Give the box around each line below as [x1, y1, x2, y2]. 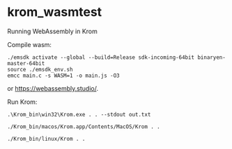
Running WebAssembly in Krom [7, 27, 98, 35]
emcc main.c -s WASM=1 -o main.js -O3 [7, 72, 120, 79]
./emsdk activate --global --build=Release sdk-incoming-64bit [7, 53, 195, 61]
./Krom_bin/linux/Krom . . [7, 135, 86, 142]
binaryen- [197, 53, 226, 61]
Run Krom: [7, 98, 38, 106]
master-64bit [7, 60, 45, 67]
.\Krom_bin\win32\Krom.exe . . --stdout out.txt [7, 111, 151, 118]
